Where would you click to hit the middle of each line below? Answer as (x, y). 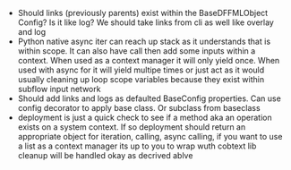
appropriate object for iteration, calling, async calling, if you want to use (150, 136)
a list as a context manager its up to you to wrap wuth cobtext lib (137, 146)
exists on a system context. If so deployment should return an (132, 127)
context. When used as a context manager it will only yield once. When (149, 60)
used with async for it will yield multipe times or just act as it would (141, 70)
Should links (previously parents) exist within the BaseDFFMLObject (143, 13)
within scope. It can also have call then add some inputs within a (137, 51)
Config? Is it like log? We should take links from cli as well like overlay (146, 22)
